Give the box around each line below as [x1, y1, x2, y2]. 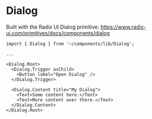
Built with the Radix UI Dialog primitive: [6, 23, 99, 30]
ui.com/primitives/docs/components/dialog [6, 29, 110, 36]
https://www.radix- [100, 23, 146, 30]
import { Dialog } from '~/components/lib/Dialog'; [6, 41, 134, 47]
